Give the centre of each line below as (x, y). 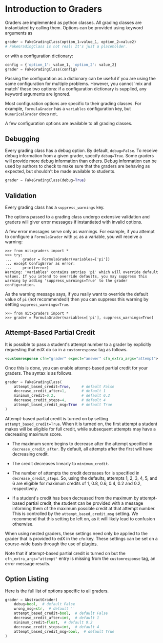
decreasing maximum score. (34, 434)
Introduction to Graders (54, 9)
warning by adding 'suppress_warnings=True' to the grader (66, 280)
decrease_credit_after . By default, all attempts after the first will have (82, 449)
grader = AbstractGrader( (31, 600)
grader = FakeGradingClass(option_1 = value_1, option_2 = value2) (71, 42)
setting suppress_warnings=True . (37, 304)
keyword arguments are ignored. (38, 94)
